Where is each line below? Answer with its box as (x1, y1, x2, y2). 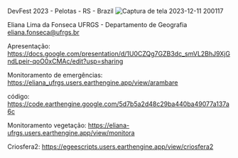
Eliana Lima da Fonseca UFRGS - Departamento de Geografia (7, 21, 188, 28)
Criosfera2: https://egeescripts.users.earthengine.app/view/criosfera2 (7, 142, 214, 151)
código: (7, 93, 30, 100)
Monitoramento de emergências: (7, 71, 103, 79)
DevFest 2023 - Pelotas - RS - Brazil (7, 7, 114, 15)
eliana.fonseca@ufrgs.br (7, 28, 80, 36)
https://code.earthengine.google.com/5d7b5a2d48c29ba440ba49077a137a (7, 100, 229, 108)
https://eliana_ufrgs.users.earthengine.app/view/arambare (7, 78, 179, 87)
